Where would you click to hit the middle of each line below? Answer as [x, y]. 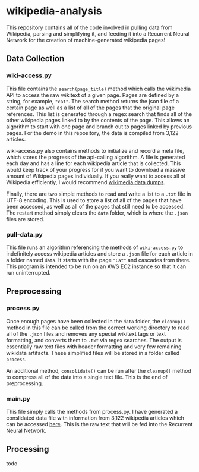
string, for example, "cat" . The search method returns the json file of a [93, 101]
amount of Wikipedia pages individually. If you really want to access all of [96, 176]
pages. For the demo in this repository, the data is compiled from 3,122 [92, 133]
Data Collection [35, 59]
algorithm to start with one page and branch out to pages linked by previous [99, 127]
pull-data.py [24, 234]
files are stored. [25, 219]
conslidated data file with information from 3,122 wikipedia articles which [95, 418]
